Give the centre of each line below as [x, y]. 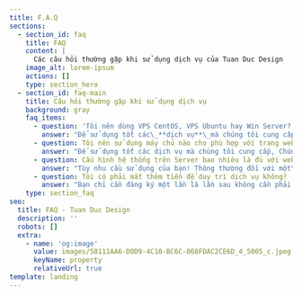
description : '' [48, 218]
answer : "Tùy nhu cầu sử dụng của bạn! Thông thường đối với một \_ [170, 168]
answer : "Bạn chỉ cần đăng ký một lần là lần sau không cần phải [167, 185]
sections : [28, 26]
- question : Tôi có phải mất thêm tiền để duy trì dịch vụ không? [160, 176]
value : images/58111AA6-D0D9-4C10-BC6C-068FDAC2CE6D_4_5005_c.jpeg [162, 252]
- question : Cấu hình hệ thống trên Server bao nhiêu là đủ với [156, 160]
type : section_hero [62, 85]
